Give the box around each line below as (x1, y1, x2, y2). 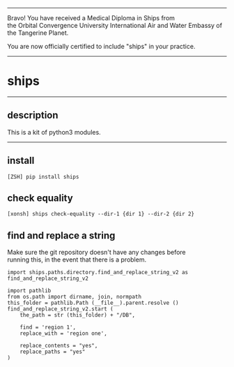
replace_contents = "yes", (19, 343, 98, 350)
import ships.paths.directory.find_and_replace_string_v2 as (7, 269, 189, 276)
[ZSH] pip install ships (7, 173, 79, 180)
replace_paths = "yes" (19, 348, 86, 356)
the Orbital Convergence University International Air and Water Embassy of (7, 22, 223, 29)
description (7, 110, 58, 121)
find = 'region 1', (19, 324, 77, 331)
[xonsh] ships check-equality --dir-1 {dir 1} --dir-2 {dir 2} (7, 211, 195, 218)
